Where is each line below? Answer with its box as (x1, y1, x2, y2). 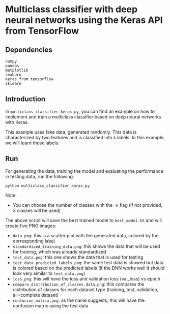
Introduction (5, 95, 46, 104)
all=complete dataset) (12, 292, 59, 298)
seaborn (5, 72, 22, 77)
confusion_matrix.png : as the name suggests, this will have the (12, 297, 145, 303)
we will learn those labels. (5, 140, 60, 146)
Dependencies (5, 45, 52, 54)
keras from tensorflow (5, 77, 53, 82)
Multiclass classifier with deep (5, 4, 138, 15)
